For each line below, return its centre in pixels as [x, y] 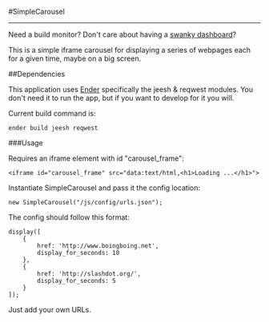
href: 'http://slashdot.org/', [89, 274]
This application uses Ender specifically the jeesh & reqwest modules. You [131, 89]
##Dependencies [37, 74]
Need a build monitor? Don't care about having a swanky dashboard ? [122, 34]
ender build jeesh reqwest [53, 128]
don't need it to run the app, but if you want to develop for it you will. [121, 98]
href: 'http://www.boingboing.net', [98, 246]
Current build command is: [52, 113]
